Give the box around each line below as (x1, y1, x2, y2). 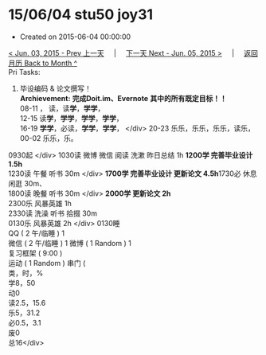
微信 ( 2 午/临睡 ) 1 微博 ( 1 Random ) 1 (8, 238, 131, 248)
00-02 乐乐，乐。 (19, 133, 78, 142)
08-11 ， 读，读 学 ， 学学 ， (19, 103, 105, 113)
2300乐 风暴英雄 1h (8, 198, 72, 208)
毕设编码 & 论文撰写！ (19, 84, 92, 93)
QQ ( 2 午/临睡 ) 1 (8, 228, 65, 238)
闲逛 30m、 (8, 178, 46, 188)
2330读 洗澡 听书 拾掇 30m (8, 209, 98, 218)
